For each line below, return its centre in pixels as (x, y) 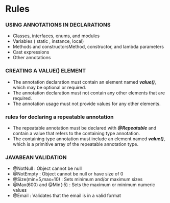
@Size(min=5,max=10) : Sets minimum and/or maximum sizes (78, 180)
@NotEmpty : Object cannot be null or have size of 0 (68, 174)
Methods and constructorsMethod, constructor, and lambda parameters (88, 47)
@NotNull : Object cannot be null (47, 168)
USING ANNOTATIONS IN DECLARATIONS (58, 25)
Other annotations (32, 58)
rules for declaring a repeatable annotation (59, 117)
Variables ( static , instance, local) (48, 41)
